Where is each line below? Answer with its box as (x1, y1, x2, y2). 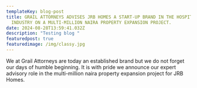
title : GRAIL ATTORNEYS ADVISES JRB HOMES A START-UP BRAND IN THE (6, 14, 175, 20)
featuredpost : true (6, 36, 54, 42)
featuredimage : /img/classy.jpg (6, 42, 85, 48)
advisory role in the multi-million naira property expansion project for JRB (6, 70, 184, 77)
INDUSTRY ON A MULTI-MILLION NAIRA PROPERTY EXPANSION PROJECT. (11, 19, 172, 25)
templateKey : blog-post (6, 8, 64, 15)
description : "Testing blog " (6, 31, 80, 36)
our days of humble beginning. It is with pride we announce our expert (6, 63, 176, 70)
